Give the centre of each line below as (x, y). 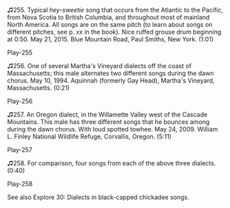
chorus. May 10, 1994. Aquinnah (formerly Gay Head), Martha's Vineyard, (111, 81)
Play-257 (20, 150)
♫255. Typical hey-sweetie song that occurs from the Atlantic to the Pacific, (115, 10)
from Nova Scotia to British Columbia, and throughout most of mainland (108, 17)
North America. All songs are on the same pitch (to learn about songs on (110, 24)
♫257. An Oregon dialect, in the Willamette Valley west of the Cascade (107, 114)
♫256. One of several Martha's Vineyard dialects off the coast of (99, 66)
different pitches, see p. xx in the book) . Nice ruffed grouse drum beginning (114, 32)
